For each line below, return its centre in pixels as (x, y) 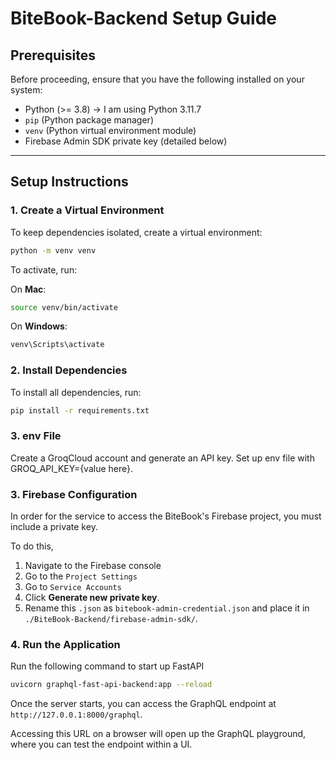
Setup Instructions (69, 182)
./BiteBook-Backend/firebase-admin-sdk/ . (111, 619)
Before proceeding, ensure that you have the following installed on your (157, 79)
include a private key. (54, 527)
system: (26, 90)
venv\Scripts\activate (57, 345)
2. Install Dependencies (69, 370)
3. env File (36, 436)
